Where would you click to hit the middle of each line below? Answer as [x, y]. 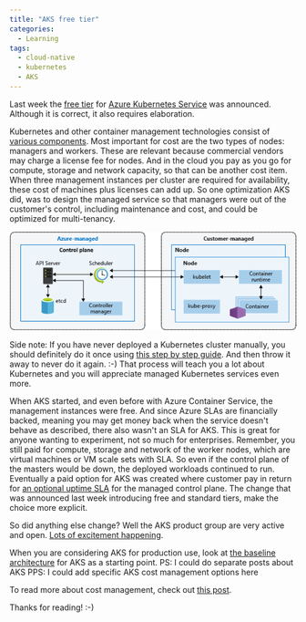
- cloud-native [46, 58]
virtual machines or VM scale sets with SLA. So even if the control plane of [149, 459]
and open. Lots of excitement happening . [87, 534]
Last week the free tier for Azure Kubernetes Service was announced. [140, 104]
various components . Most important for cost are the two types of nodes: [147, 140]
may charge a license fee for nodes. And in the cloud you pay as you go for [150, 161]
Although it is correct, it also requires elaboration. [102, 113]
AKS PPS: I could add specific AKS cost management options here [134, 572]
